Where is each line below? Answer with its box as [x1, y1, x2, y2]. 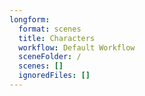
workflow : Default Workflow [18, 42, 136, 53]
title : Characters [18, 33, 96, 43]
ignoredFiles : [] [18, 71, 91, 81]
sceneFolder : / [18, 52, 82, 62]
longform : [9, 14, 51, 25]
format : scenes [18, 24, 82, 34]
